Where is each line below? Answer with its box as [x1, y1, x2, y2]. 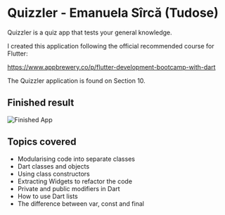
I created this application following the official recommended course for [7, 41, 214, 50]
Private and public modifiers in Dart [17, 184, 121, 193]
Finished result [7, 97, 75, 109]
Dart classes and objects [17, 162, 90, 170]
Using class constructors [17, 169, 90, 178]
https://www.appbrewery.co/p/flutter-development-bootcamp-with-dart [7, 63, 216, 71]
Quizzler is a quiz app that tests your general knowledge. [7, 28, 172, 37]
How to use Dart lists [17, 192, 79, 200]
